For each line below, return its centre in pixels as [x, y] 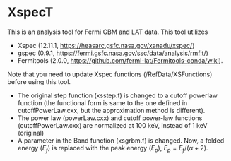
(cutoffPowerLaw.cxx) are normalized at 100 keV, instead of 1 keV [112, 125]
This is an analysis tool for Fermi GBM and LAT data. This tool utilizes [108, 32]
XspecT [30, 12]
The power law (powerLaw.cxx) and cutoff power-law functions [110, 118]
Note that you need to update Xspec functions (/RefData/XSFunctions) [110, 74]
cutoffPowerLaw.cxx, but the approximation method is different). [111, 110]
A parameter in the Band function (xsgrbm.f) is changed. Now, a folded [121, 140]
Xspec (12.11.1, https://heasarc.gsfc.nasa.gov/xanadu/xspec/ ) [106, 45]
